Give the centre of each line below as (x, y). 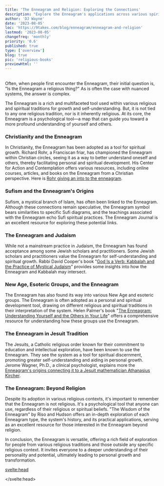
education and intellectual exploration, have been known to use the (72, 349)
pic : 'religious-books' (29, 60)
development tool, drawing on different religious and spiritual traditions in (79, 305)
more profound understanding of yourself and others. (59, 124)
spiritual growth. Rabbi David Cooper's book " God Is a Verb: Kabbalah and (80, 261)
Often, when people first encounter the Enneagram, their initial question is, (80, 84)
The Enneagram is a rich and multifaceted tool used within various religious (81, 104)
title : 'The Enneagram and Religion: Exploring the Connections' (73, 10)
